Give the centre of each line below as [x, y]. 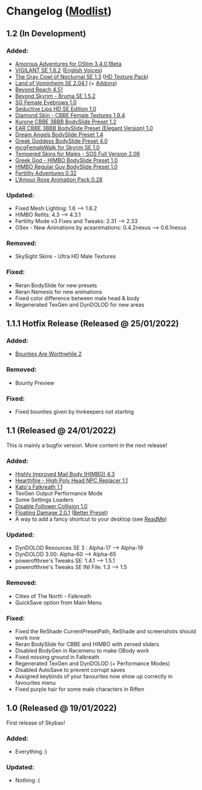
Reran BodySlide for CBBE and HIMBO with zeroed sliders [87, 644]
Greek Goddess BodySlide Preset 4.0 [61, 141]
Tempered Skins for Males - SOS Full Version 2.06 [77, 154]
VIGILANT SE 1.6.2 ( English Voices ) [59, 70]
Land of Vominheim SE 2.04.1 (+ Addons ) [66, 83]
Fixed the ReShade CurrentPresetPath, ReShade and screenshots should [106, 632]
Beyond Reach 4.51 [39, 90]
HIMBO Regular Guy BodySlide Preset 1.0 [66, 166]
